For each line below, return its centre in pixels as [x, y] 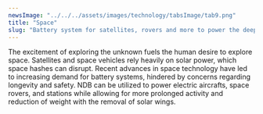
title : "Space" [33, 23]
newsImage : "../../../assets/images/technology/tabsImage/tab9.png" [122, 15]
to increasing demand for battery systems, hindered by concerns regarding [130, 77]
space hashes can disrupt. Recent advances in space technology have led [128, 69]
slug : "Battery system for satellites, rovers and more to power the [124, 30]
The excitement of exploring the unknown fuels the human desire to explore [130, 52]
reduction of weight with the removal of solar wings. [92, 102]
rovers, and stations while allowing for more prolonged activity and [116, 94]
